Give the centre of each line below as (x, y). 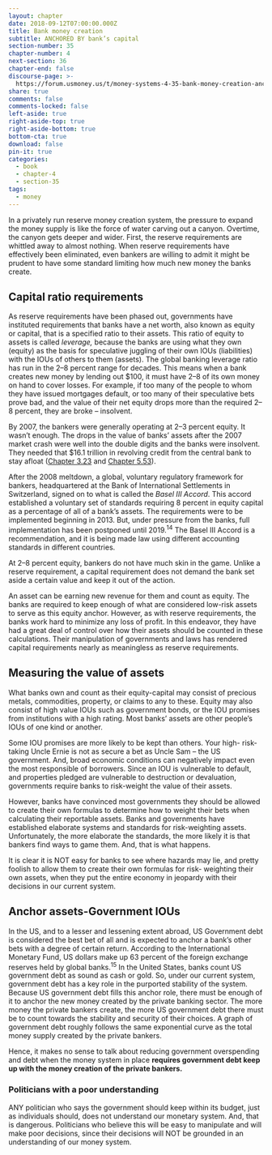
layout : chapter (36, 16)
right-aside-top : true (47, 122)
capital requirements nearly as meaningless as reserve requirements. (123, 648)
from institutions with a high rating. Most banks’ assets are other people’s (131, 718)
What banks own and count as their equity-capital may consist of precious (132, 692)
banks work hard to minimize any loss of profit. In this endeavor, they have (132, 622)
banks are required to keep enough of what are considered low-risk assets (133, 605)
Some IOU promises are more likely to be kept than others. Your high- (124, 742)
